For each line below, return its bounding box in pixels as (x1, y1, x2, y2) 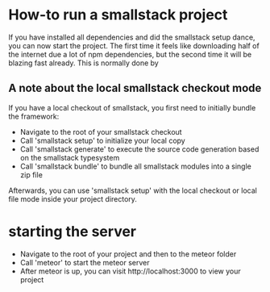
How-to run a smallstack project (8, 6, 228, 24)
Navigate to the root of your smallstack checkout (19, 127, 183, 136)
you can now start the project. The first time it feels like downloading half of (8, 40, 260, 50)
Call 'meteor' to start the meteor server (19, 257, 150, 267)
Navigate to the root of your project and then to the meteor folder (19, 248, 237, 259)
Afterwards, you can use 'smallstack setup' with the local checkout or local (8, 186, 258, 195)
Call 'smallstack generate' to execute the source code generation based (19, 144, 260, 154)
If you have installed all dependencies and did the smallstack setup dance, (8, 32, 255, 42)
